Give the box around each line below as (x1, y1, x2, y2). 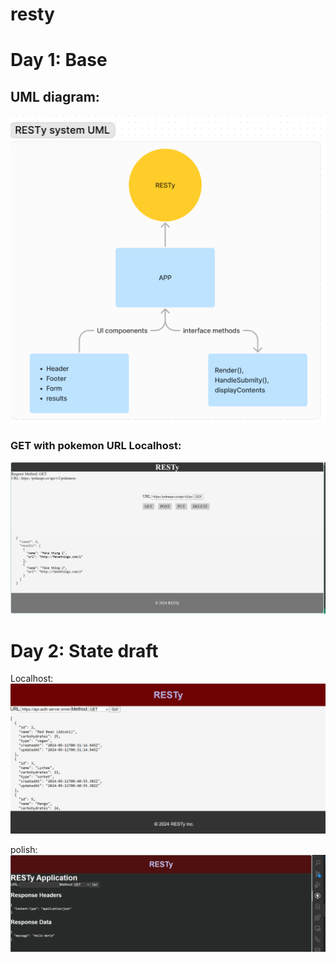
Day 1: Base (10, 49, 108, 72)
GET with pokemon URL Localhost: (10, 439, 182, 453)
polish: (10, 844, 38, 856)
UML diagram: (10, 88, 100, 105)
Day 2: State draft (10, 639, 159, 662)
